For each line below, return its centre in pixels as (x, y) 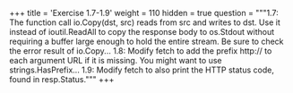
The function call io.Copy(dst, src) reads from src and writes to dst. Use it (145, 22)
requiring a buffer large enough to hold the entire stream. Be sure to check (146, 41)
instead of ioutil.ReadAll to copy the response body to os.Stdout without (142, 32)
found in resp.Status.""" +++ (62, 79)
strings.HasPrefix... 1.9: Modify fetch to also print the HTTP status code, (142, 70)
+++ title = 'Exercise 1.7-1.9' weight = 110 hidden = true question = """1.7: (144, 13)
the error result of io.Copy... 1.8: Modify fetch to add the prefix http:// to (141, 51)
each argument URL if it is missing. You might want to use (116, 60)
